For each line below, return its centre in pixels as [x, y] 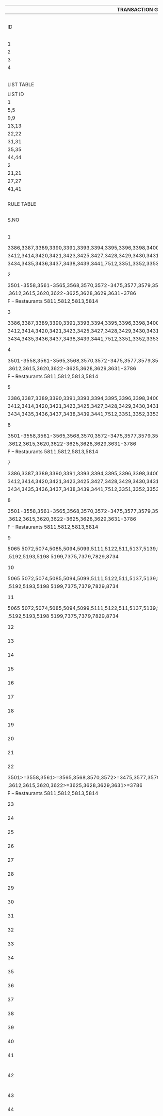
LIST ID [16, 94]
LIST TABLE [21, 84]
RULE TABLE [22, 204]
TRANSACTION [135, 9]
